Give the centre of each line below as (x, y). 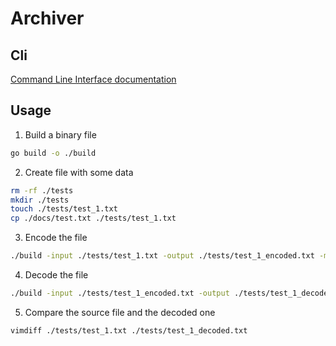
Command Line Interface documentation (93, 79)
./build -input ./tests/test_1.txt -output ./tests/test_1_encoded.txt (162, 256)
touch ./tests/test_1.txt (64, 209)
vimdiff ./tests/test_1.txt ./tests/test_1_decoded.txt (129, 330)
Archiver (47, 18)
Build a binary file (60, 134)
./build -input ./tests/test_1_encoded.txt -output (120, 293)
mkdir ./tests (40, 200)
